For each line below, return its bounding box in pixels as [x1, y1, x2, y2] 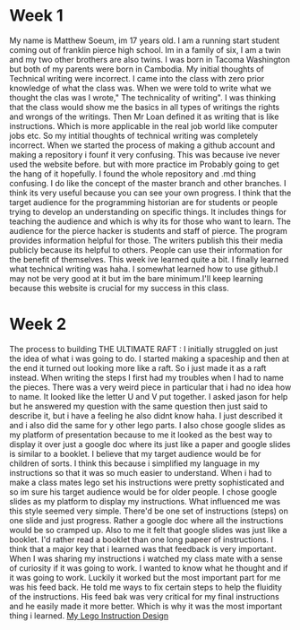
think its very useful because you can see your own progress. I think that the [9, 187, 292, 198]
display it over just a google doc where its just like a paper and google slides [9, 438, 291, 449]
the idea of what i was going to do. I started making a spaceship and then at [9, 353, 289, 364]
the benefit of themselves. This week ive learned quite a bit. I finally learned [9, 254, 289, 264]
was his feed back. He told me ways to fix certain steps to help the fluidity [9, 582, 282, 592]
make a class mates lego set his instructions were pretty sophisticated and [9, 477, 285, 488]
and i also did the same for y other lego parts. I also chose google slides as [9, 419, 286, 430]
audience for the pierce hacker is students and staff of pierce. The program [9, 225, 288, 236]
